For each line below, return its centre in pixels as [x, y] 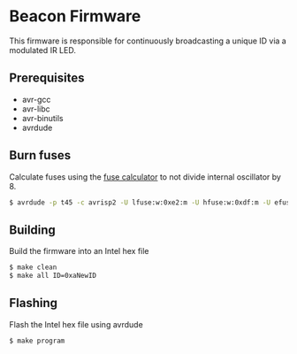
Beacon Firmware [75, 16]
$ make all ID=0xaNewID [53, 276]
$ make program [37, 341]
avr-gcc [36, 99]
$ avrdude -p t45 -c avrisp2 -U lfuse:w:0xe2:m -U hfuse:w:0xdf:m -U [140, 202]
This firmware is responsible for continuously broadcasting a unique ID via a [148, 41]
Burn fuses [40, 155]
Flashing [34, 303]
